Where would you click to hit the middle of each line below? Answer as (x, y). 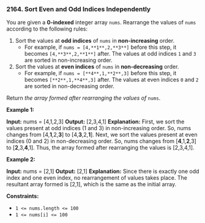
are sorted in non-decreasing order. (69, 86)
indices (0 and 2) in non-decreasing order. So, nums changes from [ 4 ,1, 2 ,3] (102, 141)
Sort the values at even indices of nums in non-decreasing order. (97, 67)
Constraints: (23, 196)
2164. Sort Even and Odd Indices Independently (79, 9)
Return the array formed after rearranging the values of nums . (84, 98)
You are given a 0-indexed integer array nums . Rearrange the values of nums (101, 23)
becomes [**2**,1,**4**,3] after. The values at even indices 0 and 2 (111, 80)
